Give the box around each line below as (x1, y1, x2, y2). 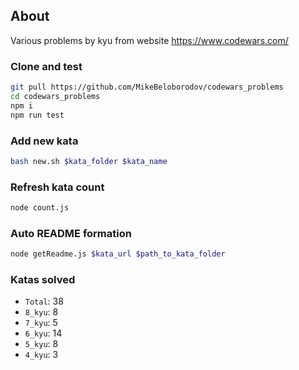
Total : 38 (24, 295, 64, 308)
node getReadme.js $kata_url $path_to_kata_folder (10, 249, 226, 259)
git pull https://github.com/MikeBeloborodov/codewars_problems (10, 82, 284, 93)
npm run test (10, 110, 65, 120)
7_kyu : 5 (24, 317, 58, 329)
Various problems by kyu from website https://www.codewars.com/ (10, 34, 289, 46)
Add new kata (10, 134, 79, 148)
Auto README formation (10, 226, 132, 240)
